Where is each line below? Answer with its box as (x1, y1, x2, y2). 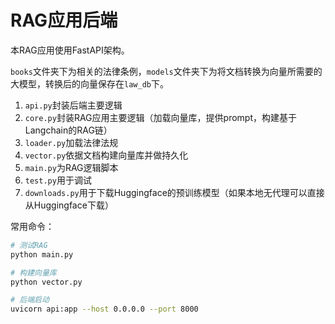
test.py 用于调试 (24, 174, 92, 186)
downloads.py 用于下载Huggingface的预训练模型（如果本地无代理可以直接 (24, 186, 325, 198)
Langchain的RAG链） (24, 124, 113, 136)
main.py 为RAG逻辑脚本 (24, 161, 119, 173)
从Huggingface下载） (24, 199, 114, 211)
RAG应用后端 (10, 9, 118, 32)
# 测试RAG (10, 240, 48, 250)
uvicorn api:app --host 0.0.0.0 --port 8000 (10, 304, 199, 315)
